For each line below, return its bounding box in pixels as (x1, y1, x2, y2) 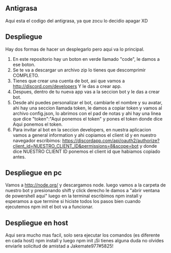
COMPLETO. (12, 72, 39, 78)
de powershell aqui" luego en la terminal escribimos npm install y (5, 193, 142, 199)
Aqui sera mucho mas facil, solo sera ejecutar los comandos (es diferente (5, 232, 160, 238)
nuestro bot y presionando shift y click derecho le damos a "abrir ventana (5, 188, 160, 194)
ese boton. (12, 61, 36, 67)
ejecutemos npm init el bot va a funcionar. (5, 204, 93, 210)
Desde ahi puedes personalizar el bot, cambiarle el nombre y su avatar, (12, 99, 163, 105)
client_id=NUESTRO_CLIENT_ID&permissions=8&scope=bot (12, 143, 139, 149)
